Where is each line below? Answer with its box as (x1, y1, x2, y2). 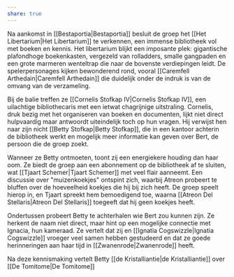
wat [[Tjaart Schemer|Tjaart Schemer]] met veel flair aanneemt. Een (7, 168, 203, 176)
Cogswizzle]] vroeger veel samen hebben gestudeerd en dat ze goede (7, 234, 211, 242)
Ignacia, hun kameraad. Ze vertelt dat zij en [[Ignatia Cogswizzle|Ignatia (7, 226, 214, 234)
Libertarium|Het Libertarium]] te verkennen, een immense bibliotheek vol (7, 36, 217, 45)
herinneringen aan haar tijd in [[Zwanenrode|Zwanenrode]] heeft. (7, 241, 196, 249)
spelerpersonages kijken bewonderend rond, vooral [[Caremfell (7, 66, 190, 75)
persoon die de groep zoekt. (7, 139, 89, 148)
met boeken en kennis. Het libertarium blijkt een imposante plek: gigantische (7, 44, 228, 52)
